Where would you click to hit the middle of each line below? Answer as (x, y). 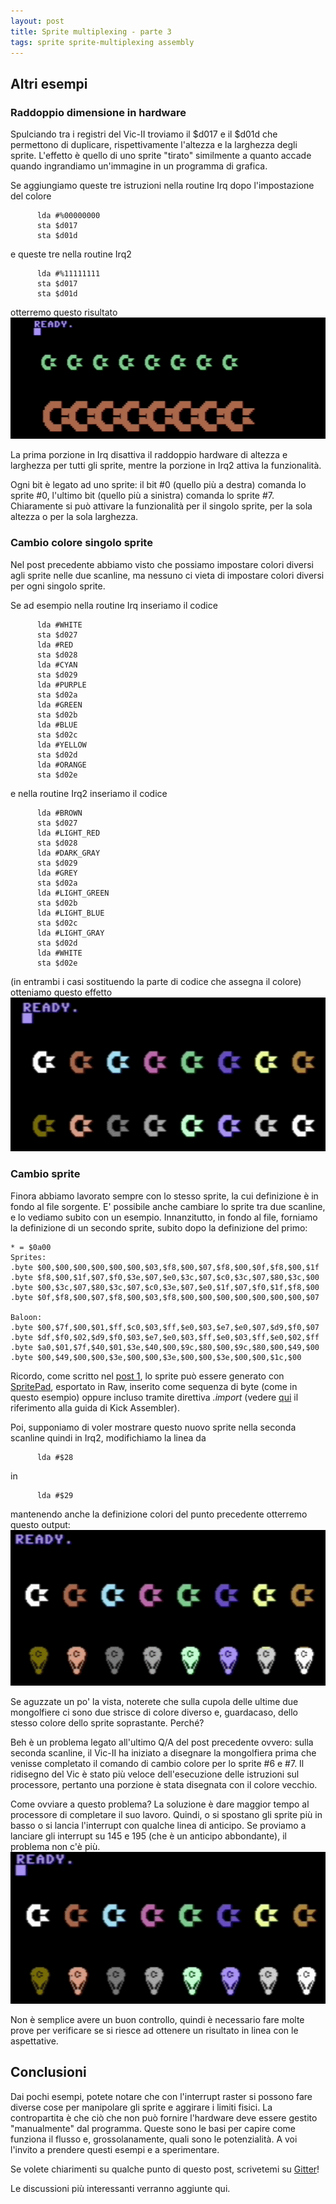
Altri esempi (49, 83)
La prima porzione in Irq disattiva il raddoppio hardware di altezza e (149, 455)
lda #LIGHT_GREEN (73, 893)
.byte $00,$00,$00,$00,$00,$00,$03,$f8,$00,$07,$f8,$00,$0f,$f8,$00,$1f (165, 1267)
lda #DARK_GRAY (68, 853)
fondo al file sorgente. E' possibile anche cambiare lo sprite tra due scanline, (168, 1206)
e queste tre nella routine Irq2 (71, 254)
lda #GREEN (59, 705)
